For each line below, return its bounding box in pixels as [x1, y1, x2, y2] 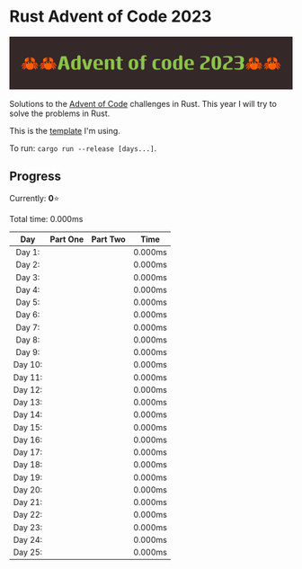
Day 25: [13, 547, 43, 558]
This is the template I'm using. [9, 125, 121, 136]
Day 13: [13, 397, 43, 408]
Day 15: [13, 422, 43, 432]
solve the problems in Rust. [9, 108, 111, 119]
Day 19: [13, 472, 43, 483]
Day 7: [15, 322, 40, 333]
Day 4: [15, 284, 40, 295]
